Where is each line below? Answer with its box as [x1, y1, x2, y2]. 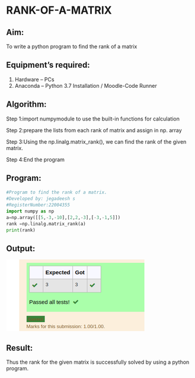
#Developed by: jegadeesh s [6, 196, 76, 202]
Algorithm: [6, 99, 47, 110]
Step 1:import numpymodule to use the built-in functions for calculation [6, 115, 180, 122]
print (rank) [6, 227, 36, 233]
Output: [6, 243, 36, 253]
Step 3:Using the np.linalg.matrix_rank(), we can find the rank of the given [6, 138, 187, 145]
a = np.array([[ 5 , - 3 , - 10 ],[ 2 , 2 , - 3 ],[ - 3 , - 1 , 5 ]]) [6, 214, 121, 220]
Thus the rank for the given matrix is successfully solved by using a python [6, 358, 190, 366]
